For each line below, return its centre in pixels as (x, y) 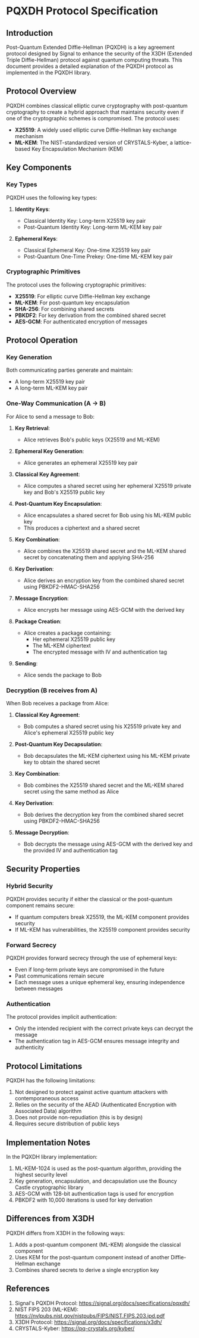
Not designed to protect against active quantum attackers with (91, 1092)
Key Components (39, 168)
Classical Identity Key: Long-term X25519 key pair (85, 220)
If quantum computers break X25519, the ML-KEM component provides (102, 917)
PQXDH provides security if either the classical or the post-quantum (89, 899)
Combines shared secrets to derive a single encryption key (87, 1269)
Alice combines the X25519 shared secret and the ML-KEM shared (105, 551)
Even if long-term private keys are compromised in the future (89, 970)
